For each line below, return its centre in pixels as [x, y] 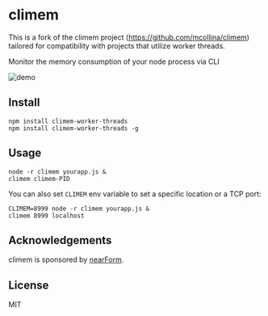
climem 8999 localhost [46, 216]
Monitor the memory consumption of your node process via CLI [114, 61]
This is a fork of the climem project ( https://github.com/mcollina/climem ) [129, 37]
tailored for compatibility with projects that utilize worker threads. [117, 45]
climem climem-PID [39, 179]
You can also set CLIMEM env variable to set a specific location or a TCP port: [135, 194]
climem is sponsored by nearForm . [66, 259]
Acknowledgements [60, 240]
